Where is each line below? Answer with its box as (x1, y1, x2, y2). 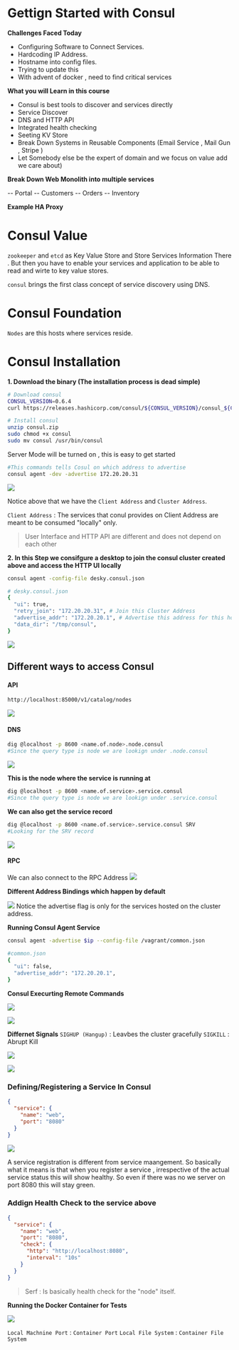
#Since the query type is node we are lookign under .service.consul (7, 794, 218, 801)
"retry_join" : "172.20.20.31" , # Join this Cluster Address (14, 608, 196, 615)
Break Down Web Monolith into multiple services (7, 175, 154, 183)
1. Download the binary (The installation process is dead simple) (7, 377, 201, 386)
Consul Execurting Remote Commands (7, 990, 124, 998)
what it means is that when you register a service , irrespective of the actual (7, 1165, 230, 1174)
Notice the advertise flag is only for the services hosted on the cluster (16, 901, 221, 910)
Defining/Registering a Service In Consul (7, 1082, 152, 1092)
